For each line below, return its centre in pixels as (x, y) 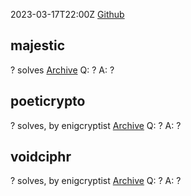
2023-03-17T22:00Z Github (67, 14)
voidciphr (41, 157)
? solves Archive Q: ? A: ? (62, 70)
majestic (38, 45)
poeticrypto (48, 101)
